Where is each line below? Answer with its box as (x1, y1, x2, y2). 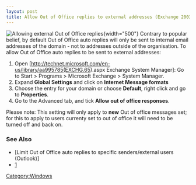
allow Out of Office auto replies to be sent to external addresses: (6, 48, 162, 55)
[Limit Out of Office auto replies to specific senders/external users (14, 148, 174, 155)
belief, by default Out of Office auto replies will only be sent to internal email (6, 36, 188, 43)
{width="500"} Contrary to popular (103, 30, 188, 37)
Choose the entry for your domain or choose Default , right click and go (14, 85, 186, 92)
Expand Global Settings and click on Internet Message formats (14, 78, 169, 85)
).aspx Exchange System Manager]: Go (90, 66, 184, 73)
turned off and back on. (6, 121, 63, 128)
